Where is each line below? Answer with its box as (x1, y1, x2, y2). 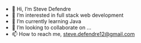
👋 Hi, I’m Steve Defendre (11, 6, 72, 12)
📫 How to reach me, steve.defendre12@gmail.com (11, 31, 135, 37)
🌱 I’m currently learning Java (11, 18, 82, 24)
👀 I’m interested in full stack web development (11, 12, 124, 19)
